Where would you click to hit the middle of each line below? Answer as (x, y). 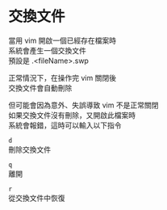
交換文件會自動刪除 (40, 88)
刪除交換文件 (29, 149)
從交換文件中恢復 (37, 198)
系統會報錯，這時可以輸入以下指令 (65, 125)
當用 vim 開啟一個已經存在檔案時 (63, 40)
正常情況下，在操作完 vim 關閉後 (63, 78)
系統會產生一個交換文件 (47, 50)
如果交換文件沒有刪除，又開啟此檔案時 (72, 115)
